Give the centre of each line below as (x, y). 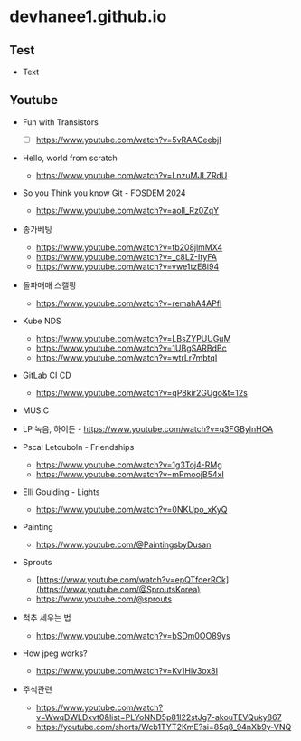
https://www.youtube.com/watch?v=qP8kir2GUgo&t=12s (142, 392)
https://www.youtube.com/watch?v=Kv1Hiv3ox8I (127, 670)
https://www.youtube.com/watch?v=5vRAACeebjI (128, 140)
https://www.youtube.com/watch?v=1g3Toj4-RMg (129, 465)
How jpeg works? (55, 653)
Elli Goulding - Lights (61, 492)
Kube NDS (42, 321)
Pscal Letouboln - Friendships (78, 447)
